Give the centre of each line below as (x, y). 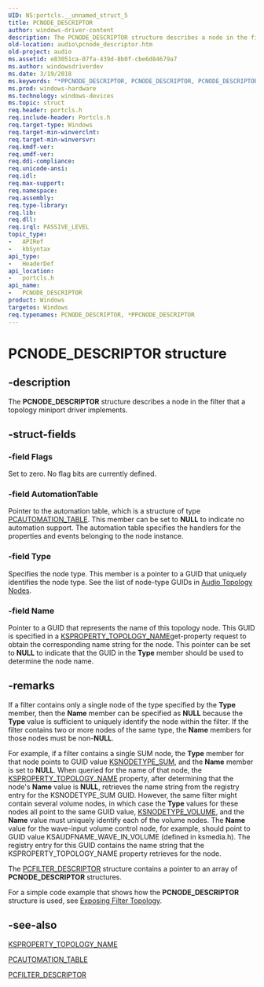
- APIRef (26, 242)
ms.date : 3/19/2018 (40, 74)
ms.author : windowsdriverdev (56, 67)
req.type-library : (38, 205)
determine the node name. (51, 661)
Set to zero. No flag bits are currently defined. (82, 474)
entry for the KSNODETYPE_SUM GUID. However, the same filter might (123, 795)
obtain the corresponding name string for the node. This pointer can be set (129, 645)
